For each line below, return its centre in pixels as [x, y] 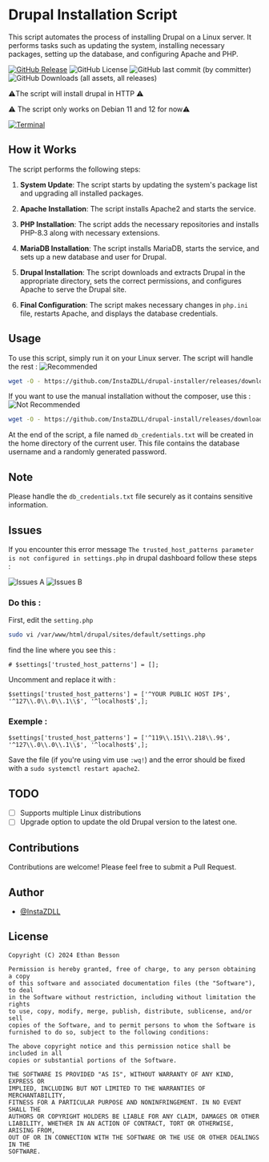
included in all [35, 1053]
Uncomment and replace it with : [62, 680]
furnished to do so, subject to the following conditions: [109, 1032]
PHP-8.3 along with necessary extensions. [90, 232]
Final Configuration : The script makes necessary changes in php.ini [134, 305]
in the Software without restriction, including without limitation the [132, 997]
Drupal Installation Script [93, 15]
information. [28, 505]
